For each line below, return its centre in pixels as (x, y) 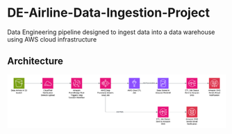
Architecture (35, 61)
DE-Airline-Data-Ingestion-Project (109, 13)
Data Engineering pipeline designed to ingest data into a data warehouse (111, 32)
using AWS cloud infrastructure (52, 39)
